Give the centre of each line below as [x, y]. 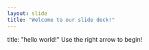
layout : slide [27, 13]
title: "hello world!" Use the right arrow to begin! [75, 39]
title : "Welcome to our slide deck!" [61, 20]
